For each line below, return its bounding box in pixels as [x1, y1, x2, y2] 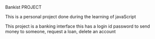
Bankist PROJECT [5, 4, 42, 10]
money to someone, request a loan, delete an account [5, 29, 116, 34]
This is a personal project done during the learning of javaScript [5, 14, 136, 19]
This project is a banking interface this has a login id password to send [5, 23, 151, 29]
